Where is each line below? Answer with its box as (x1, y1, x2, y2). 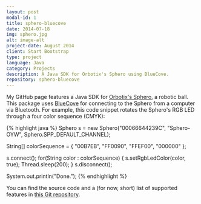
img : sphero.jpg (6, 32, 47, 38)
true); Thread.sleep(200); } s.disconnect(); (6, 161, 113, 168)
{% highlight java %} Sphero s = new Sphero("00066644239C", (6, 124, 166, 132)
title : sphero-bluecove (6, 20, 67, 26)
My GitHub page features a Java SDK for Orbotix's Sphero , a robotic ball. (6, 93, 189, 101)
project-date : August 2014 (6, 43, 74, 49)
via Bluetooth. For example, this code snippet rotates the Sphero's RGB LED (6, 106, 195, 114)
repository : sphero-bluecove (6, 76, 80, 83)
